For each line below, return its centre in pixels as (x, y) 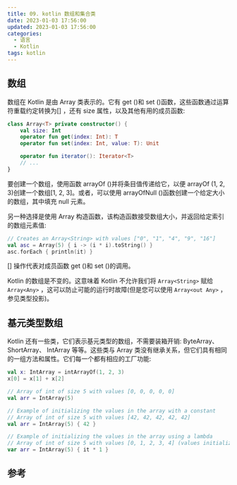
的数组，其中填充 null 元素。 (48, 201)
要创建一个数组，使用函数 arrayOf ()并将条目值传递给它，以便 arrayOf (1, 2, (116, 183)
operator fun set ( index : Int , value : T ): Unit (90, 144)
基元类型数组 (35, 323)
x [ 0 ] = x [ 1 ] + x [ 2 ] (36, 379)
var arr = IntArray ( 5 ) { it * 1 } (58, 450)
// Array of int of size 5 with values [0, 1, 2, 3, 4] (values (104, 443)
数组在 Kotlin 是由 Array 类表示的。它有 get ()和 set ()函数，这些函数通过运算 (118, 102)
